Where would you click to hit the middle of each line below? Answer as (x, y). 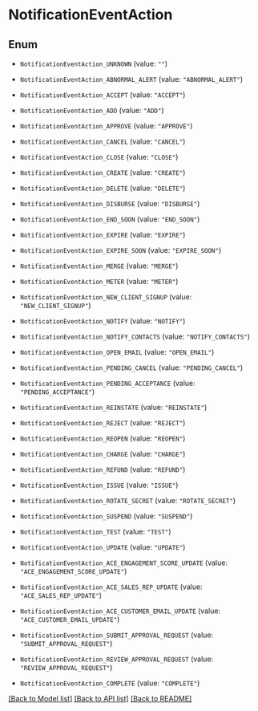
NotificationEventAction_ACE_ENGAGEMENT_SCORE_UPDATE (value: (124, 563)
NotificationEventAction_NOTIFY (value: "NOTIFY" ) (103, 321)
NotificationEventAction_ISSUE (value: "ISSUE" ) (99, 485)
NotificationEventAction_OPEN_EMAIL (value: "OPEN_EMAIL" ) (117, 352)
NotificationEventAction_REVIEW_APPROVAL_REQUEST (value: (117, 659)
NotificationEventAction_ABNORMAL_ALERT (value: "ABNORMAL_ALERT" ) (131, 79)
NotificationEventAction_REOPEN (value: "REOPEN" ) (103, 438)
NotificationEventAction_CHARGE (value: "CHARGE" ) (103, 454)
